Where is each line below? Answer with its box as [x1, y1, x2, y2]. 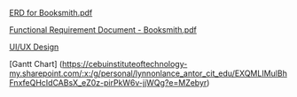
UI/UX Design [9, 41, 59, 52]
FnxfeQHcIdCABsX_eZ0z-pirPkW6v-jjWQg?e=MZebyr [9, 78, 207, 87]
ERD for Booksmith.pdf [9, 8, 93, 18]
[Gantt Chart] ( [9, 59, 63, 69]
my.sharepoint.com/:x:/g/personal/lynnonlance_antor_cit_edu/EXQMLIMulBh [9, 68, 288, 78]
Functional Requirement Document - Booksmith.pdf [9, 25, 198, 34]
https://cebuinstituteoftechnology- [61, 59, 188, 69]
